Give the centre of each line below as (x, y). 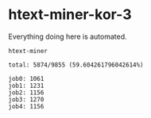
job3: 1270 (26, 99)
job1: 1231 (26, 86)
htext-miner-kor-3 (70, 15)
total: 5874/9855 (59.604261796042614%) (76, 65)
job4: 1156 (26, 106)
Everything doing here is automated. (68, 36)
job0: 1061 (26, 78)
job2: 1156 (26, 93)
